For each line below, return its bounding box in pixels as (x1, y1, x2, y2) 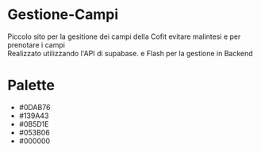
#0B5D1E (18, 119, 49, 128)
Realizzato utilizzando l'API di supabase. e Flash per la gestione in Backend (7, 48, 253, 58)
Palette (7, 77, 55, 94)
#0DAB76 (18, 102, 51, 112)
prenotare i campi (7, 40, 65, 49)
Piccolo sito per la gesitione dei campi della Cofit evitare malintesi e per (7, 32, 241, 41)
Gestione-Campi (7, 6, 119, 24)
